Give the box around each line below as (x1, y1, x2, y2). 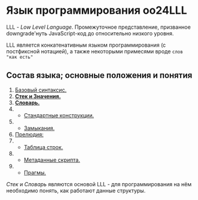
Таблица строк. (23, 143, 63, 150)
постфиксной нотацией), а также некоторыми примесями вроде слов (6, 47, 184, 54)
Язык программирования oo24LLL (6, 4, 187, 17)
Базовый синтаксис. (14, 86, 67, 93)
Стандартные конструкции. (23, 111, 95, 119)
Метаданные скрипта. (23, 156, 81, 163)
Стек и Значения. (14, 92, 61, 99)
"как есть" (6, 54, 33, 60)
